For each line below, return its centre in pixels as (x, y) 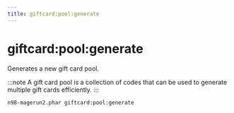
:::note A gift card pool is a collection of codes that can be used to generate (117, 82)
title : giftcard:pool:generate (53, 14)
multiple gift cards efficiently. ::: (53, 90)
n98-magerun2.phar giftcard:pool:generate (71, 102)
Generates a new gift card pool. (53, 69)
